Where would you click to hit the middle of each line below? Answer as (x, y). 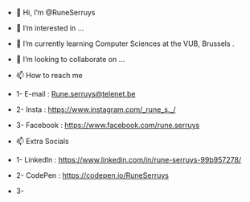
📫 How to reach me (49, 75)
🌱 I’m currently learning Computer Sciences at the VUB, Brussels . (125, 43)
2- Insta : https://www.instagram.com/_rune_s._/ (96, 109)
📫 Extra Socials (43, 141)
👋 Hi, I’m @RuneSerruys (55, 12)
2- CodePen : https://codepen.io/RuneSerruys (92, 175)
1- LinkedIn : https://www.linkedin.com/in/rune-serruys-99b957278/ (129, 160)
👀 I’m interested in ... (50, 28)
